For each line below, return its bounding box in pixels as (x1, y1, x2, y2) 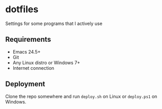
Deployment (5, 80, 45, 89)
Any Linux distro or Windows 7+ (12, 60, 80, 66)
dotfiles (5, 4, 39, 15)
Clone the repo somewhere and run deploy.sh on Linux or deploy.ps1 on (5, 93, 157, 99)
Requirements (5, 35, 51, 44)
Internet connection (12, 65, 55, 71)
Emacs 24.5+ (12, 48, 41, 54)
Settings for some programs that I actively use (5, 20, 103, 26)
